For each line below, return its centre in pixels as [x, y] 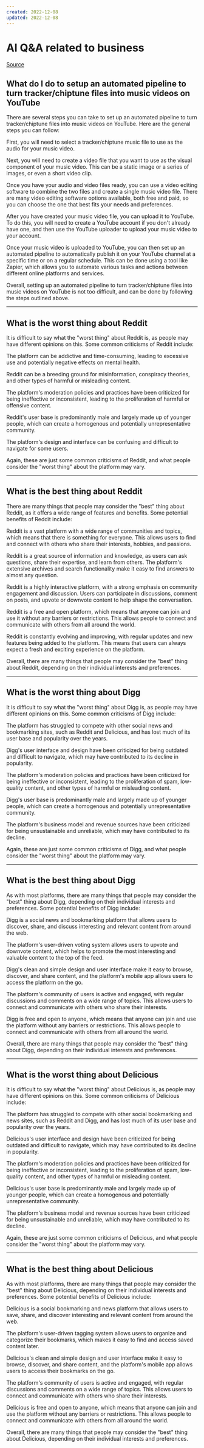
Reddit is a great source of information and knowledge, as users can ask [97, 555]
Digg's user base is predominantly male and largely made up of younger [97, 800]
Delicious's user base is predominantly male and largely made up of [91, 1189]
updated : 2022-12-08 [32, 18]
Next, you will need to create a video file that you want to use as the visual [99, 160]
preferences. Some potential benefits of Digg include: [73, 908]
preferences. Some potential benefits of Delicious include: [79, 1297]
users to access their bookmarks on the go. [61, 1371]
